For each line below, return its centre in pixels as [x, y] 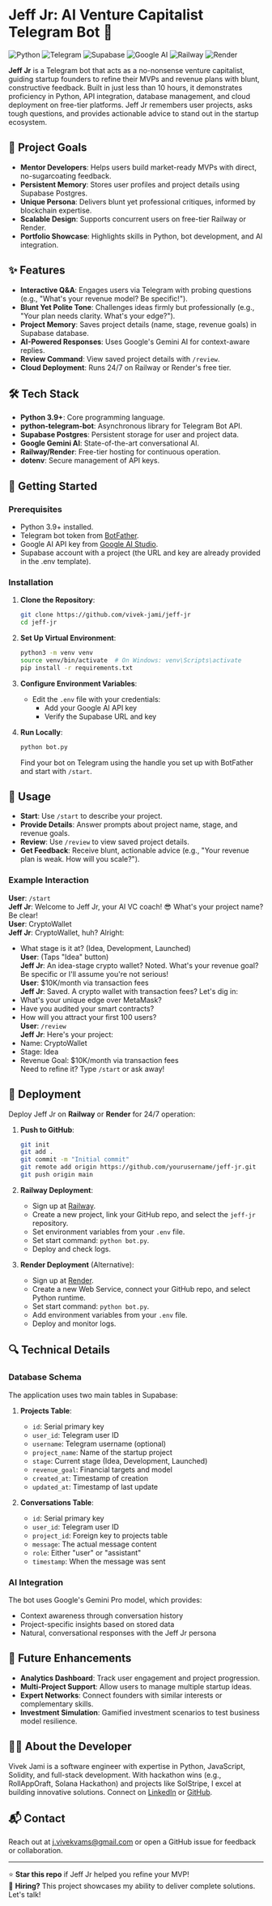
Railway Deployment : [56, 1190]
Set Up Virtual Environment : [68, 638]
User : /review [43, 1026]
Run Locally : [41, 732]
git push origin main [56, 1175]
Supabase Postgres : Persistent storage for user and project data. [130, 435]
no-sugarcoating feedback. [66, 175]
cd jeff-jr [38, 622]
